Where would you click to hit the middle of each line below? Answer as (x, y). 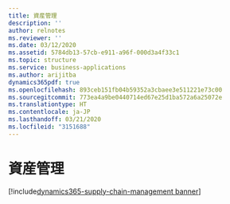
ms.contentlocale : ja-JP (49, 112)
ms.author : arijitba (43, 75)
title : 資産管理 (33, 16)
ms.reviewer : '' (35, 38)
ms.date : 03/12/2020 (43, 45)
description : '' (35, 23)
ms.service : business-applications (67, 68)
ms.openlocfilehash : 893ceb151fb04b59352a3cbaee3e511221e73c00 (115, 90)
